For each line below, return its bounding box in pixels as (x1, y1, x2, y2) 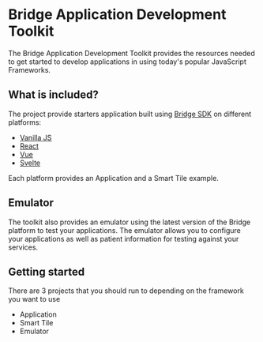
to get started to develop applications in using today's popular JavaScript (8, 57, 247, 66)
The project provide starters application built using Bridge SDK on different (8, 109, 252, 118)
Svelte (19, 158, 41, 167)
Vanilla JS (19, 133, 52, 142)
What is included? (8, 88, 99, 102)
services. (8, 242, 38, 252)
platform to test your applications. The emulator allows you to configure (8, 225, 241, 235)
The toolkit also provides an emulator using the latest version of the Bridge (8, 217, 251, 227)
